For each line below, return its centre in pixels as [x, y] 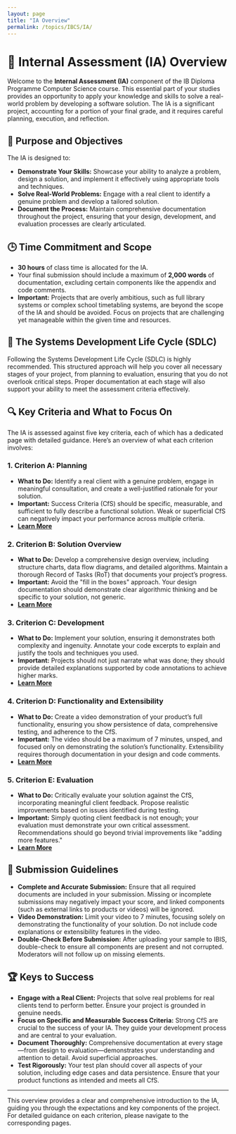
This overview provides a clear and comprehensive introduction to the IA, [113, 1100]
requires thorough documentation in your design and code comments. [119, 754]
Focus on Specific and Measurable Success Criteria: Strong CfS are [118, 1020]
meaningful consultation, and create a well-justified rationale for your [117, 488]
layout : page [26, 14]
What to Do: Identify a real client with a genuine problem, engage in [116, 481]
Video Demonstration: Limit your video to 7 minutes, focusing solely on [121, 916]
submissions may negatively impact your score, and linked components [121, 901]
